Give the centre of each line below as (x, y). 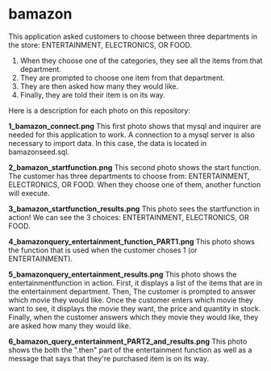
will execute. (29, 193)
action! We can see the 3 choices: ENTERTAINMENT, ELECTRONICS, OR (129, 217)
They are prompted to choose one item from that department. (122, 77)
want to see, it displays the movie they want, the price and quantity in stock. (135, 308)
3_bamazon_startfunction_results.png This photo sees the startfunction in (134, 208)
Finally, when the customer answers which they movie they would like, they (133, 317)
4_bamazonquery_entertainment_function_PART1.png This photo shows (132, 241)
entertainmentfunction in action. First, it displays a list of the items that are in (135, 282)
